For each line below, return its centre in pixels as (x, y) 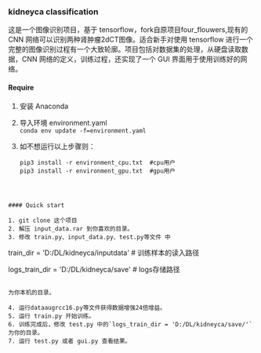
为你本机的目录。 (32, 293)
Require (21, 87)
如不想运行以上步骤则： (57, 146)
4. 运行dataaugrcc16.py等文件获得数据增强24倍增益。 (87, 308)
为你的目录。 (26, 333)
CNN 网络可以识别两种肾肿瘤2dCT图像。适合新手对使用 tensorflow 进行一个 (130, 40)
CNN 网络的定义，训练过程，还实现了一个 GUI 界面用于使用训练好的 (131, 59)
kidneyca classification (53, 12)
